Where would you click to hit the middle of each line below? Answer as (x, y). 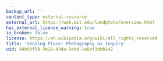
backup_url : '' (24, 11)
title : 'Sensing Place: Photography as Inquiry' (66, 44)
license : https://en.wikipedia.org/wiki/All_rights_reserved (82, 38)
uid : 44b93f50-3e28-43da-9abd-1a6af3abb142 (60, 49)
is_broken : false (27, 33)
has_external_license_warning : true (50, 28)
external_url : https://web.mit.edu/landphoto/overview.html (81, 22)
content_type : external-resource (47, 17)
